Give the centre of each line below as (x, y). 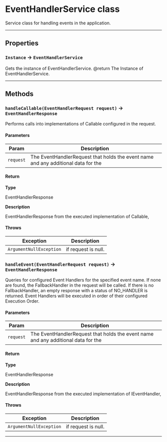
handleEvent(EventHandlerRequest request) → (60, 264)
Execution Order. (22, 301)
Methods (19, 94)
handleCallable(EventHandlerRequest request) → (64, 108)
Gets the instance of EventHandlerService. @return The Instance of (74, 68)
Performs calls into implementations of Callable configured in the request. (81, 124)
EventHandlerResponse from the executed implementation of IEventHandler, (83, 394)
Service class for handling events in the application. (58, 23)
